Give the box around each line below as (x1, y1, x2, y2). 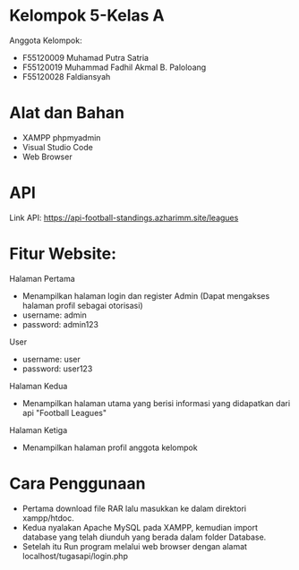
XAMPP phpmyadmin (21, 132, 101, 143)
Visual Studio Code (21, 141, 94, 152)
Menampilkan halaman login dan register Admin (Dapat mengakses (21, 290, 270, 301)
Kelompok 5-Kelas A (9, 5, 166, 26)
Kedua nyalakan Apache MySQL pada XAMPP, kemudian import (21, 522, 258, 532)
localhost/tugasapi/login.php (21, 550, 128, 561)
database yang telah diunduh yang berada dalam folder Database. (21, 532, 267, 542)
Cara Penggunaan (9, 473, 146, 493)
